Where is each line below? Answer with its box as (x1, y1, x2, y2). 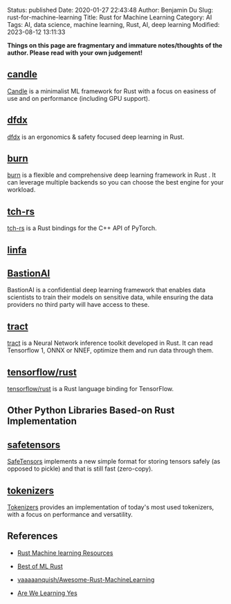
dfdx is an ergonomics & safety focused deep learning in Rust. (7, 133, 185, 141)
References (7, 530, 58, 542)
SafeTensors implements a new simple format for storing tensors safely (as (7, 457, 221, 466)
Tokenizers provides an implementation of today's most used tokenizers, (7, 503, 214, 511)
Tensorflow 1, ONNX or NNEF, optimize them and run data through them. (7, 346, 214, 355)
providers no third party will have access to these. (7, 301, 150, 309)
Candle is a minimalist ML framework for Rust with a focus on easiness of (7, 86, 216, 95)
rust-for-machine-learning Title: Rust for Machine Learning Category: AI (7, 13, 212, 21)
